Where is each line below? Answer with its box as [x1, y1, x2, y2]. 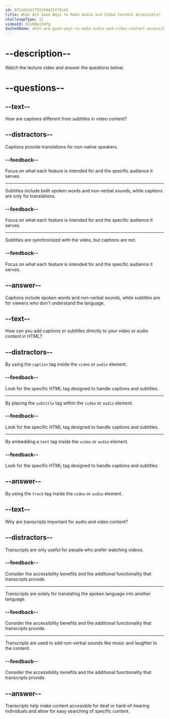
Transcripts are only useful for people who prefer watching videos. [5, 546, 144, 553]
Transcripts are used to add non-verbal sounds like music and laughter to [5, 640, 157, 646]
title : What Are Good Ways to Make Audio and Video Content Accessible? [5, 12, 161, 17]
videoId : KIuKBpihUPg [5, 21, 51, 27]
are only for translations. [5, 193, 56, 199]
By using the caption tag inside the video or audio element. [5, 362, 127, 368]
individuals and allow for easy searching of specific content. [5, 708, 130, 714]
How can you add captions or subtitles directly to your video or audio [5, 328, 148, 334]
